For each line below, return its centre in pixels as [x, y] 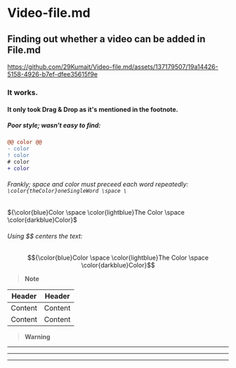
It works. [23, 92]
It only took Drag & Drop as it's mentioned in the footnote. [93, 109]
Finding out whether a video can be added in [106, 39]
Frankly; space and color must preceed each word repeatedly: [98, 184]
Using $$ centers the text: [45, 236]
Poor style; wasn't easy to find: [54, 125]
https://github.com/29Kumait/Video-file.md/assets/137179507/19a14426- [113, 67]
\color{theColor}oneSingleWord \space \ [67, 191]
